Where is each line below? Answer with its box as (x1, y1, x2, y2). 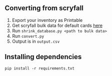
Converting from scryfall (5, 4, 84, 12)
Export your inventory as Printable (12, 17, 83, 23)
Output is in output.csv (12, 38, 60, 44)
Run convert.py (12, 33, 44, 39)
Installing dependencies (5, 53, 82, 61)
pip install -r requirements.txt (5, 66, 75, 71)
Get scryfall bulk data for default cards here (12, 22, 103, 28)
